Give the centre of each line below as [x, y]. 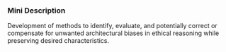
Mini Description [36, 11]
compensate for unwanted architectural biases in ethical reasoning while [113, 33]
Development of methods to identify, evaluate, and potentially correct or [112, 26]
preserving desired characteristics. [58, 41]
